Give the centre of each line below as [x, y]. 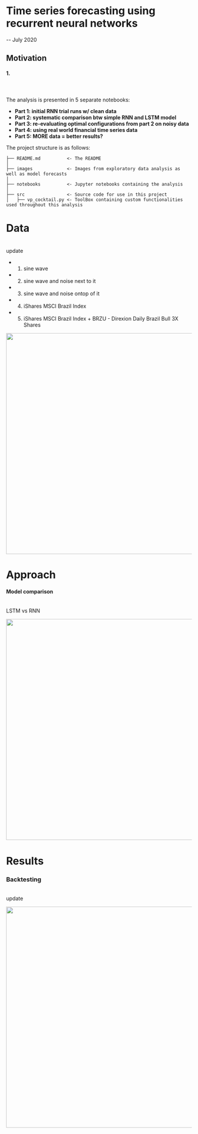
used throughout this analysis [44, 205]
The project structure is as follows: [48, 148]
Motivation [27, 58]
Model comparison [30, 591]
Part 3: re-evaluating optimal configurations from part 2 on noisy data [102, 124]
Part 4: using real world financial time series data [76, 130]
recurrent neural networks [72, 23]
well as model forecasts [37, 174]
